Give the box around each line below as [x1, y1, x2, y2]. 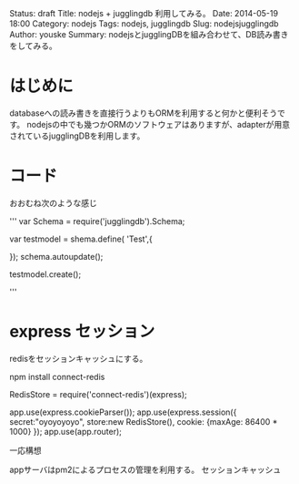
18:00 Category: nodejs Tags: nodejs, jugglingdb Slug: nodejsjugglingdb [9, 18, 279, 29]
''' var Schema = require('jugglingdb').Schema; [9, 215, 185, 226]
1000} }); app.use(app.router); [9, 426, 123, 437]
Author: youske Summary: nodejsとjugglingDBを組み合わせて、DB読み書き [9, 29, 289, 39]
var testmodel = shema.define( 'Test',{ [9, 233, 153, 244]
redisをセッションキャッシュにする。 [9, 353, 148, 364]
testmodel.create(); [9, 268, 82, 280]
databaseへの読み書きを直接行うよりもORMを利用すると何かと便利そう [9, 108, 278, 118]
